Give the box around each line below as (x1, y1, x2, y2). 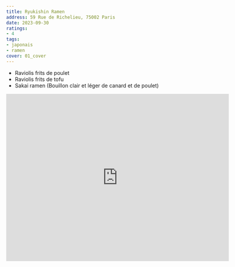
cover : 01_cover (6, 53, 46, 59)
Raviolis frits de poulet (14, 69, 69, 76)
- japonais (6, 42, 33, 48)
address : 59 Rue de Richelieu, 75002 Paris (6, 14, 116, 20)
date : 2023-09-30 (6, 20, 49, 26)
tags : (6, 36, 20, 42)
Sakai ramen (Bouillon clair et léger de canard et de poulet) (14, 81, 159, 89)
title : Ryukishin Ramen (6, 8, 65, 15)
